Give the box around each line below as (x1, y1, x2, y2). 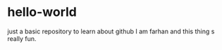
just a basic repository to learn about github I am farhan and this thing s (7, 27, 215, 35)
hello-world (7, 4, 78, 20)
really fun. (7, 34, 37, 42)
